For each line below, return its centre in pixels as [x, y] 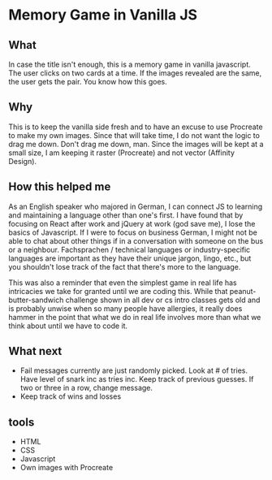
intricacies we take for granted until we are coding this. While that [118, 291]
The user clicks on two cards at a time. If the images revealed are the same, [135, 73]
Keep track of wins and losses [71, 396]
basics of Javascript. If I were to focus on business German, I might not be [133, 232]
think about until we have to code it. [68, 326]
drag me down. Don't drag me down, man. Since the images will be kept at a [136, 144]
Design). [23, 161]
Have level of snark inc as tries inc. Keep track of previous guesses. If [137, 379]
